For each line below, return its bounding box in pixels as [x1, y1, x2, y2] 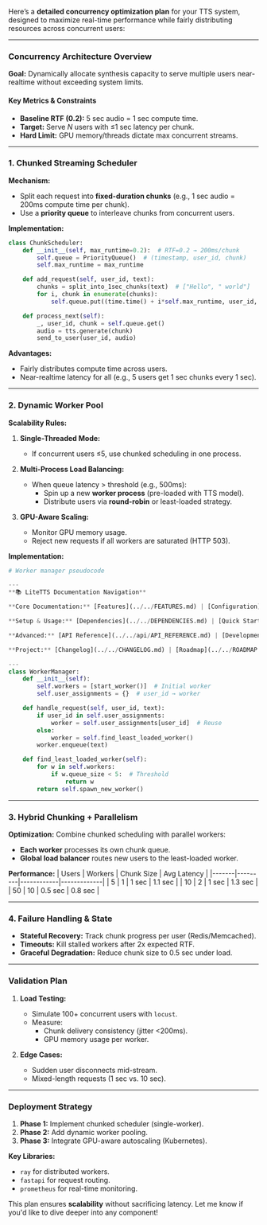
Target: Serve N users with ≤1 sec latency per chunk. [19, 122, 195, 131]
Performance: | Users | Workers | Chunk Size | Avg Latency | [8, 869, 209, 879]
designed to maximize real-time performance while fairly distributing [8, 15, 233, 25]
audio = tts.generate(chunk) [37, 326, 133, 335]
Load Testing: [19, 993, 67, 1003]
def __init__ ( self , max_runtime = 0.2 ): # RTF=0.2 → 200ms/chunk [22, 246, 240, 254]
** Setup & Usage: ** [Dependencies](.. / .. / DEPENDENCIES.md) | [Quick [8, 617, 240, 626]
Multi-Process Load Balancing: [19, 464, 125, 474]
